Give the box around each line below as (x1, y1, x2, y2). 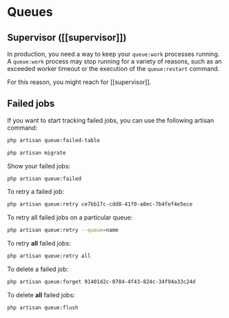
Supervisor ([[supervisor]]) (7, 32, 127, 43)
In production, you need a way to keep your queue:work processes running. (7, 50, 220, 58)
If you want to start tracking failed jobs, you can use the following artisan (7, 116, 215, 124)
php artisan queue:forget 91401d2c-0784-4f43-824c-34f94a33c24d (7, 279, 196, 286)
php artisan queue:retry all (7, 252, 91, 259)
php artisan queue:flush (7, 304, 79, 311)
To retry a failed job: (7, 188, 64, 196)
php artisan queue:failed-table (7, 137, 100, 143)
